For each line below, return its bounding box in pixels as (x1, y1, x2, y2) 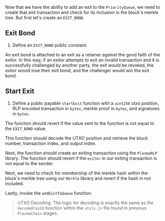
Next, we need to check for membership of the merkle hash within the (5, 170, 148, 176)
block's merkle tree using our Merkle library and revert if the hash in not (5, 175, 151, 181)
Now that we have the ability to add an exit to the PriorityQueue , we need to (5, 4, 160, 10)
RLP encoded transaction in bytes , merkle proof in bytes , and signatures (12, 105, 160, 111)
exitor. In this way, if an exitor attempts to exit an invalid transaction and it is (5, 57, 160, 63)
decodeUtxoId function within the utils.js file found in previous (17, 205, 147, 211)
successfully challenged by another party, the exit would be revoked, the (5, 62, 154, 68)
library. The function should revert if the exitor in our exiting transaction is (5, 155, 157, 161)
